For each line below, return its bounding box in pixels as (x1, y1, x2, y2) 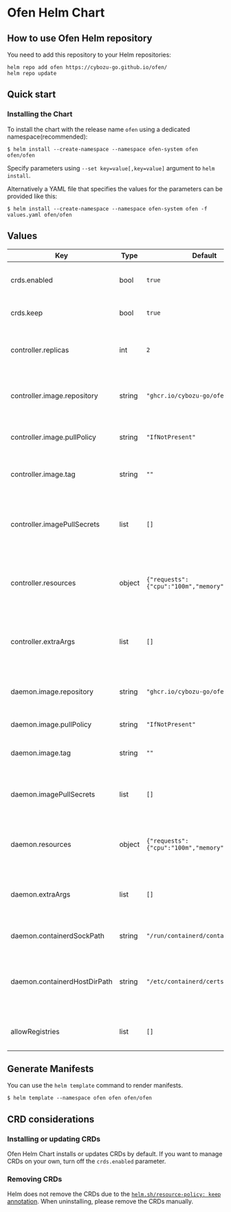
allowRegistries (10, 1026, 60, 1036)
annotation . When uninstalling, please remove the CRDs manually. (7, 1198, 194, 1206)
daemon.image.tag (10, 747, 71, 757)
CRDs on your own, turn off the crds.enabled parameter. (7, 1157, 166, 1165)
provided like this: (7, 192, 58, 200)
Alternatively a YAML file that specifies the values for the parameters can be (7, 184, 223, 193)
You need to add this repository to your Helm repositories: (7, 50, 172, 59)
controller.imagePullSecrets (10, 519, 100, 529)
